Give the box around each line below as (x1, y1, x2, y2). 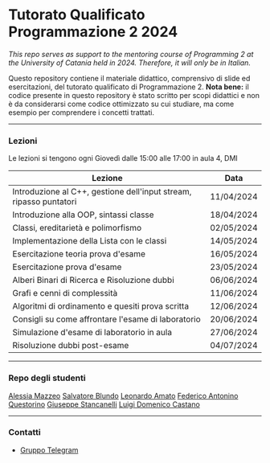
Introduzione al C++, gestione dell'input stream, (12, 186, 192, 198)
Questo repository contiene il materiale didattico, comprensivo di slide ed (8, 73, 251, 83)
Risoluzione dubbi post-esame (12, 340, 129, 351)
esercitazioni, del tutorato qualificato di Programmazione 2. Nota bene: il (8, 82, 249, 92)
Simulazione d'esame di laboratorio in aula (12, 327, 173, 338)
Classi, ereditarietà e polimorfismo (12, 223, 142, 234)
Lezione (92, 173, 123, 184)
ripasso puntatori (12, 196, 77, 207)
